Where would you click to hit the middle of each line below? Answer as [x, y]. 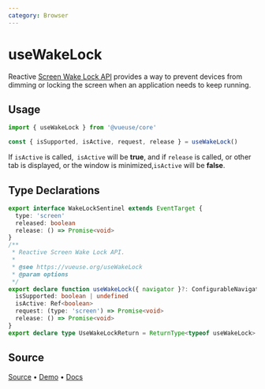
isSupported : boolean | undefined [72, 297]
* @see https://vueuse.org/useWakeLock [77, 267]
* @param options [40, 274]
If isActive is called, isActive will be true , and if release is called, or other [130, 157]
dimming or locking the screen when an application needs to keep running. [130, 84]
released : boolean [46, 223]
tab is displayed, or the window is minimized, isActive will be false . [117, 166]
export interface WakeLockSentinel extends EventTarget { [105, 208]
